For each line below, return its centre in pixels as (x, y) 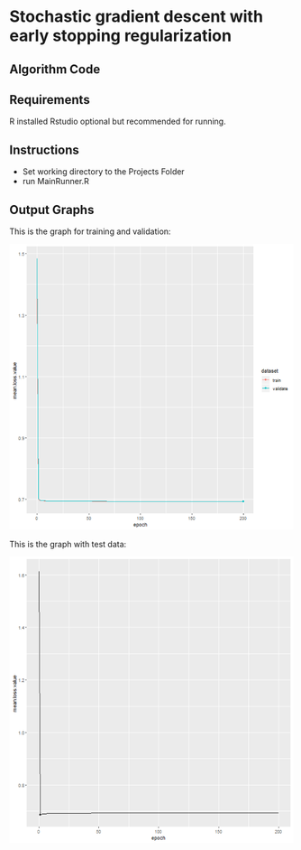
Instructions (44, 149)
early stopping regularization (121, 36)
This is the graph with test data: (68, 545)
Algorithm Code (55, 69)
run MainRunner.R (56, 182)
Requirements (50, 100)
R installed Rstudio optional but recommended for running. (118, 121)
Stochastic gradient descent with (137, 17)
